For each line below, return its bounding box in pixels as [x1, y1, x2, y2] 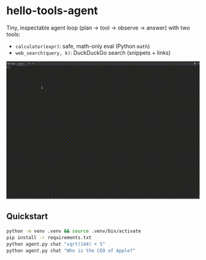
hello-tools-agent [6, 4, 98, 18]
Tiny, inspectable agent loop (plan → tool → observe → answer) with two [6, 24, 190, 31]
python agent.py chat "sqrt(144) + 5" [6, 241, 105, 247]
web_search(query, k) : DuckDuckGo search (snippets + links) [15, 49, 171, 56]
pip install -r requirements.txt [6, 235, 92, 241]
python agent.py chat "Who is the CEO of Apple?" [6, 247, 136, 254]
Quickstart [6, 211, 48, 221]
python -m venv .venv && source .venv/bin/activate [6, 228, 141, 234]
